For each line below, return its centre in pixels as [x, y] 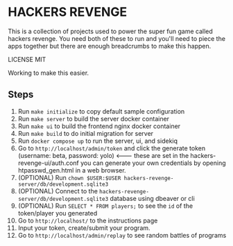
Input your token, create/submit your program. [84, 228]
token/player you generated [58, 213]
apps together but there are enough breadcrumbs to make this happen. [110, 46]
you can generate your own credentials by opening [153, 163]
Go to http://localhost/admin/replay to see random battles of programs [122, 235]
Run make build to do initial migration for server [86, 133]
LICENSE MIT [27, 59]
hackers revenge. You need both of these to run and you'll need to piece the [117, 38]
